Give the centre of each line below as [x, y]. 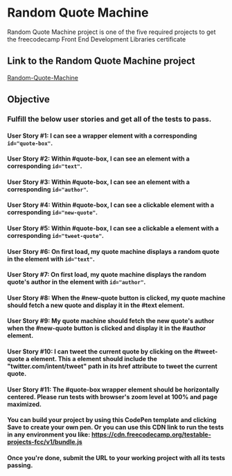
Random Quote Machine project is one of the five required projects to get [111, 32]
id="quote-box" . [30, 143]
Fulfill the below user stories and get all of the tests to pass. [109, 119]
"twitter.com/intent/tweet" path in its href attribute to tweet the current [113, 366]
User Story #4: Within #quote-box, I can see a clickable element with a [111, 205]
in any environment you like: [49, 434]
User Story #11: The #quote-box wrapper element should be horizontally [113, 390]
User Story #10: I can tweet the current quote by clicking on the [100, 351]
